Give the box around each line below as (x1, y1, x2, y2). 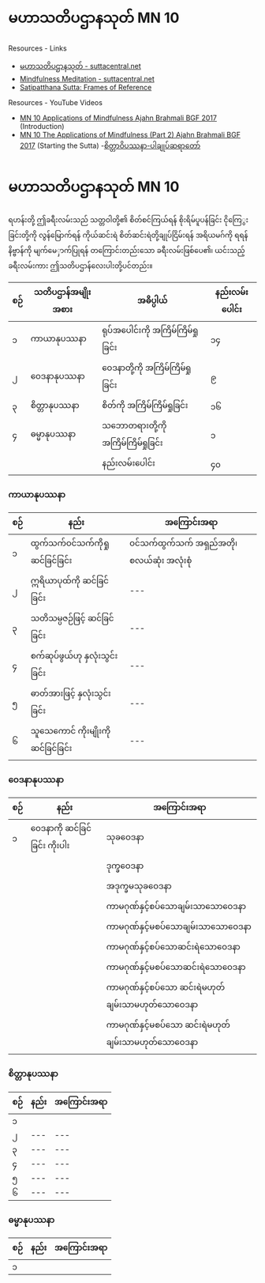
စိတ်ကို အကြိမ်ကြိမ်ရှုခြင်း (102, 399, 188, 410)
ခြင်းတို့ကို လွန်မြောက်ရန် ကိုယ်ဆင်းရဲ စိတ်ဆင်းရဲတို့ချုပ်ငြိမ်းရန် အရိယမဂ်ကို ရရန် (8, 230, 248, 240)
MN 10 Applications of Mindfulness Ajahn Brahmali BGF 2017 (19, 113, 217, 123)
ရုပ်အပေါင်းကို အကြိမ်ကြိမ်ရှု (102, 324, 199, 335)
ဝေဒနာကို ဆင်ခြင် (30, 823, 92, 834)
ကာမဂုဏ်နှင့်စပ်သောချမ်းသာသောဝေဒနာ (106, 901, 247, 912)
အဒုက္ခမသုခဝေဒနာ (106, 881, 172, 892)
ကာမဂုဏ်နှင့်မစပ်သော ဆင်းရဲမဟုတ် (106, 1020, 231, 1031)
